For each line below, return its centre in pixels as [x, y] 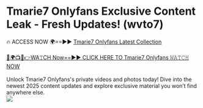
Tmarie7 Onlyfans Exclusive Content [101, 11]
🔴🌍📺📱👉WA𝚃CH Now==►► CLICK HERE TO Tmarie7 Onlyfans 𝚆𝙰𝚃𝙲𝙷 [98, 57]
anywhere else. [25, 92]
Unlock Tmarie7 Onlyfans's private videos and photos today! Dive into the [99, 79]
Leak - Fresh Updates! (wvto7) [85, 24]
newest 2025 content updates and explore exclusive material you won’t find [102, 86]
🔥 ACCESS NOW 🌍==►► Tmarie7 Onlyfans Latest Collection [84, 42]
